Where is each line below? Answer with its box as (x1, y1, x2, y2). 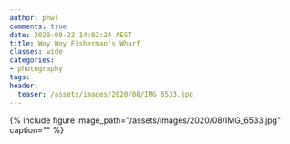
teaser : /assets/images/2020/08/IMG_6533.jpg (17, 89, 194, 98)
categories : (9, 56, 55, 65)
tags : (9, 73, 30, 82)
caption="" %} (9, 124, 65, 135)
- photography (9, 65, 64, 74)
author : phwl (9, 13, 59, 23)
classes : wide (9, 47, 64, 57)
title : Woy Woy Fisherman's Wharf (9, 38, 141, 48)
